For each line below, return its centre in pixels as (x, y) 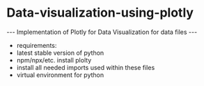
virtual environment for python (60, 75)
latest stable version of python (60, 53)
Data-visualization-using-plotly (100, 13)
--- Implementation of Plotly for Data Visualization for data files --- (102, 32)
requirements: (37, 45)
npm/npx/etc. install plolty (54, 60)
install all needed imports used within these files (86, 67)
